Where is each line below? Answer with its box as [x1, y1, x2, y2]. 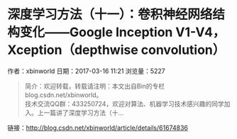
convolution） [140, 42, 226, 58]
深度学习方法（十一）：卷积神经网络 [7, 6, 213, 23]
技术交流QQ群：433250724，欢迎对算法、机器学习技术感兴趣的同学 [24, 99, 225, 108]
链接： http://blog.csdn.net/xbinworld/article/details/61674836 [7, 123, 188, 132]
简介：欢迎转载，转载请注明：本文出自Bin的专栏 [24, 82, 165, 90]
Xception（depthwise [7, 42, 138, 58]
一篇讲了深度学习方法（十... [43, 108, 124, 117]
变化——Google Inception [20, 24, 173, 40]
